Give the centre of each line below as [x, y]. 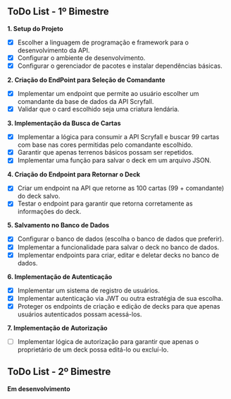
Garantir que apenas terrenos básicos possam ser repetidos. [105, 153]
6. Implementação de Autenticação [60, 276]
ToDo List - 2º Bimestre [59, 372]
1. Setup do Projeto [35, 28]
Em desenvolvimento [39, 388]
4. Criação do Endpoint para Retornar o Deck [74, 174]
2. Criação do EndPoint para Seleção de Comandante [86, 80]
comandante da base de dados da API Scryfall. [86, 102]
